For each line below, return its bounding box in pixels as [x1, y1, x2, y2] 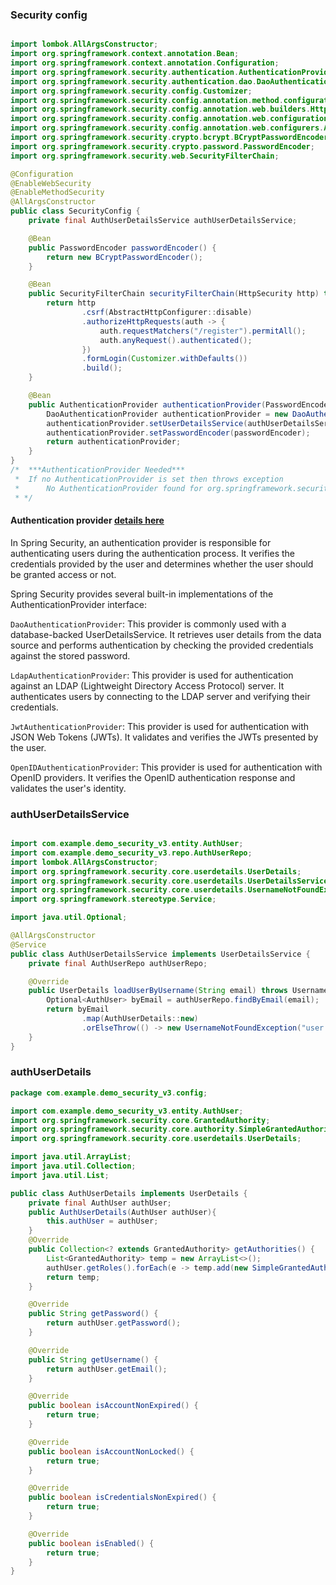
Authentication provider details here [10, 514, 165, 527]
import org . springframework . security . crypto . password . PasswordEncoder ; [10, 141, 315, 152]
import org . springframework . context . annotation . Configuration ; [10, 58, 280, 68]
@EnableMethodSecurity [10, 188, 105, 198]
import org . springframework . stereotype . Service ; [10, 894, 217, 905]
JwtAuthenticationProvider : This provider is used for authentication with [10, 720, 310, 732]
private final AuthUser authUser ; [28, 1198, 172, 1208]
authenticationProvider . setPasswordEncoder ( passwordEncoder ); [46, 428, 311, 438]
